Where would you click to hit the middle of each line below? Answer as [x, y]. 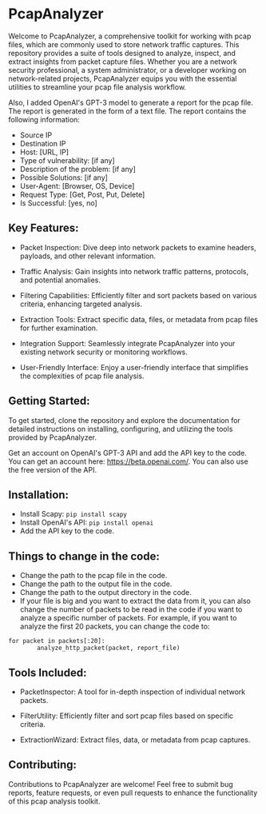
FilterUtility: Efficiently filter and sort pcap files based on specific [127, 716]
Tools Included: [48, 672]
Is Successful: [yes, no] [58, 203]
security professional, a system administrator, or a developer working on [127, 70]
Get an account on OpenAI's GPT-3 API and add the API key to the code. [128, 453]
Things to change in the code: [84, 556]
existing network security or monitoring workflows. [103, 352]
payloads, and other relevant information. [88, 256]
